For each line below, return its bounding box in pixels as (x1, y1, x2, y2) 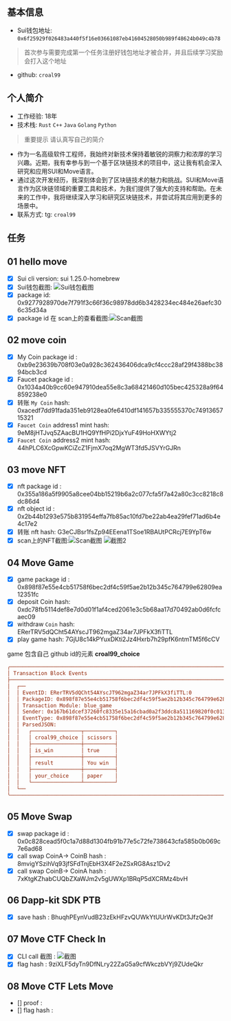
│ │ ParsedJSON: (7, 721, 57, 729)
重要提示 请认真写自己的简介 (23, 135, 104, 143)
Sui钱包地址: (16, 26, 53, 34)
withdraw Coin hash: (16, 620, 76, 629)
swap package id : (16, 829, 69, 838)
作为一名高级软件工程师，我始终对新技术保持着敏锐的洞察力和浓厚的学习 (16, 150, 222, 158)
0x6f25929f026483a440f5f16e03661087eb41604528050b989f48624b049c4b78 (16, 35, 221, 42)
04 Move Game (7, 557, 74, 569)
